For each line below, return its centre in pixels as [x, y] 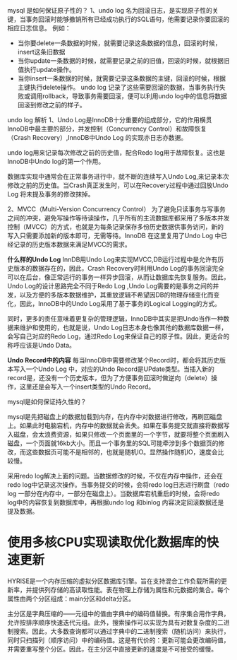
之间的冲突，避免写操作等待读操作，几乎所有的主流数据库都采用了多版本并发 [119, 218]
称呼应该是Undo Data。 [42, 345]
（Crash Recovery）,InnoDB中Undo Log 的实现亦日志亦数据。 [97, 137]
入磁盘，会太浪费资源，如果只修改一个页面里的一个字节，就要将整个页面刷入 [119, 434]
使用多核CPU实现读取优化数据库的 [107, 542]
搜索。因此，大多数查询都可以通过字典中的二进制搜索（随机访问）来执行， [121, 631]
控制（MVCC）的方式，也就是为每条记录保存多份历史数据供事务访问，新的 [116, 227]
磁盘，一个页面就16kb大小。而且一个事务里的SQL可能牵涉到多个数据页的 [113, 443]
